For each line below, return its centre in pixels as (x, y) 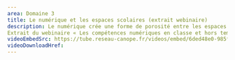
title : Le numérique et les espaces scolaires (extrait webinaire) (108, 20)
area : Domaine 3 (31, 13)
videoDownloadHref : (36, 46)
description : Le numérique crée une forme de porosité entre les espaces (117, 26)
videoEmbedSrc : (29, 39)
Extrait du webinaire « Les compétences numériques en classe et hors (112, 33)
